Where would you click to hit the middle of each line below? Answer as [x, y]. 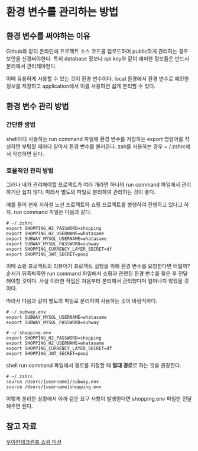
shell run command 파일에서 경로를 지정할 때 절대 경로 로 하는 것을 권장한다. [94, 365]
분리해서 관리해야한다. [32, 66]
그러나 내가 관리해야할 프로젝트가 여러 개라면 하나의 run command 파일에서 [93, 184]
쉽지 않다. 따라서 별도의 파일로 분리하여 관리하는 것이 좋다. [89, 192]
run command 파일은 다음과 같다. [53, 212]
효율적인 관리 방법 [30, 171]
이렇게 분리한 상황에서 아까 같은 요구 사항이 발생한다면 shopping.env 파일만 [94, 398]
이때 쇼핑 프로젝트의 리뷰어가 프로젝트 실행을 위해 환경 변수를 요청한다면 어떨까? [98, 266]
